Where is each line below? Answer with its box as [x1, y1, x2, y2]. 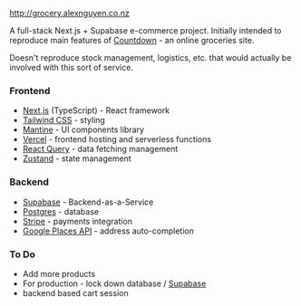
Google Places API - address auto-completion [22, 225, 195, 236]
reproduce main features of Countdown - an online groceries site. [9, 35, 255, 45]
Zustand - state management [22, 153, 131, 164]
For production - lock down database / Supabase [22, 278, 207, 289]
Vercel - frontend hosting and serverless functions [22, 134, 211, 145]
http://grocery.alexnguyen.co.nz [9, 8, 130, 18]
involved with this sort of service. [9, 62, 134, 72]
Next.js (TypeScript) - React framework [22, 105, 170, 116]
